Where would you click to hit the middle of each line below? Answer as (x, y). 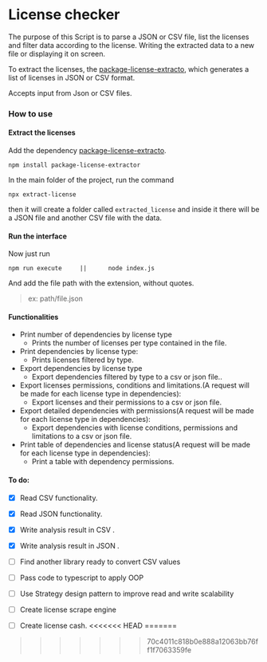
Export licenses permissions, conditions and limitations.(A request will (134, 385)
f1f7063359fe (169, 650)
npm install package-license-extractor (75, 165)
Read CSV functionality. (59, 498)
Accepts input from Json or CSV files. (70, 93)
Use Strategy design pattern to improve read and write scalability (127, 594)
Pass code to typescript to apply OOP (82, 577)
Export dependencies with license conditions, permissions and (134, 428)
